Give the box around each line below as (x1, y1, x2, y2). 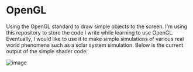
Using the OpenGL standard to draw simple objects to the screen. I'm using (6, 23, 188, 30)
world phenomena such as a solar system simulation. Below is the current (6, 42, 184, 49)
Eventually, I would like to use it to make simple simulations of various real (6, 35, 184, 42)
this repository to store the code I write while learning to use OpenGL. (6, 29, 174, 36)
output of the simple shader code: (6, 47, 88, 54)
